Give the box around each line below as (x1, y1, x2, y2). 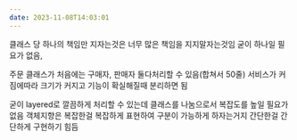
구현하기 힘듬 (32, 121, 78, 132)
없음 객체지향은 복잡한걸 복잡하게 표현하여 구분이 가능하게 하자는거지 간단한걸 (9, 110, 279, 120)
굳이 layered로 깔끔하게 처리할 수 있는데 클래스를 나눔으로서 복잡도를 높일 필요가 (9, 99, 289, 110)
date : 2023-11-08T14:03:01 (9, 12, 110, 22)
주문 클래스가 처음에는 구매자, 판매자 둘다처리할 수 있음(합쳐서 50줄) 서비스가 (9, 69, 276, 79)
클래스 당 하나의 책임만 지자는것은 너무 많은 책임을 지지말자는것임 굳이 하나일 (9, 38, 276, 49)
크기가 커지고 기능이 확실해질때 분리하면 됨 (39, 79, 188, 90)
